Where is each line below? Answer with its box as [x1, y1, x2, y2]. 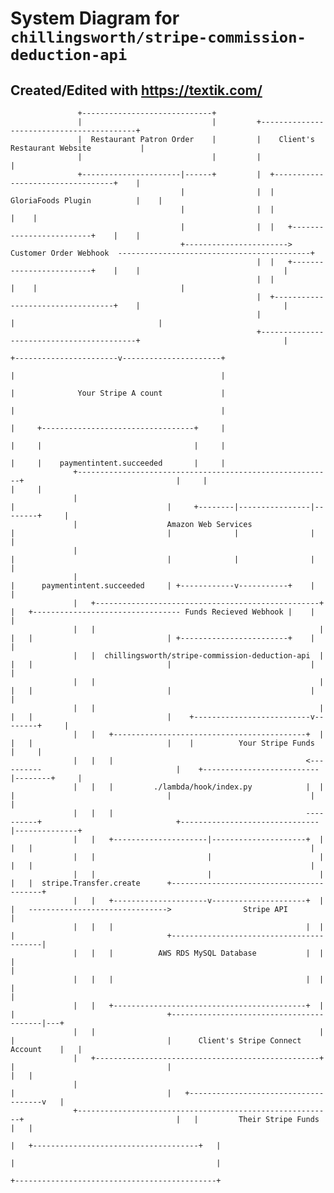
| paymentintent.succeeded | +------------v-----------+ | [10, 581, 315, 591]
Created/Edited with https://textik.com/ [10, 82, 263, 99]
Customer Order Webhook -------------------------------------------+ [10, 248, 315, 258]
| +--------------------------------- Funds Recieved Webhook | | [10, 607, 315, 617]
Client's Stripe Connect [198, 1036, 302, 1046]
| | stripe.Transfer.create [10, 878, 141, 888]
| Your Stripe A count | [10, 388, 226, 398]
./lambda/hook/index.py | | [153, 782, 325, 792]
